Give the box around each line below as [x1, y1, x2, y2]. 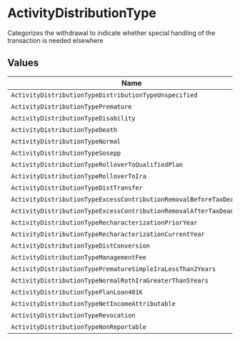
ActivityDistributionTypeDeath [11, 126, 118, 133]
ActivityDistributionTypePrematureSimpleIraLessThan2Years [11, 265, 216, 273]
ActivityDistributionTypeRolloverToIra [11, 172, 146, 180]
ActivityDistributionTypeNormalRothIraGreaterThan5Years [11, 276, 209, 285]
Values [7, 57, 39, 69]
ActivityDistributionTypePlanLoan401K [11, 287, 143, 296]
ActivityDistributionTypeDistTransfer [11, 183, 143, 192]
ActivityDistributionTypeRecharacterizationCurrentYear [11, 230, 205, 238]
